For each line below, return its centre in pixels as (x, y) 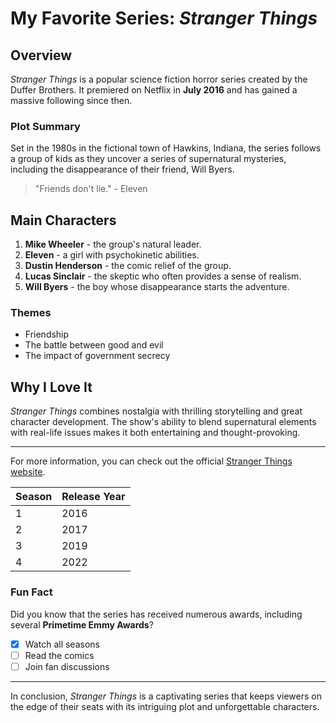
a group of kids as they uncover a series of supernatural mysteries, (148, 159)
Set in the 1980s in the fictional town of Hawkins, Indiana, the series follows (166, 148)
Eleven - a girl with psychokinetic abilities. (112, 255)
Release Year (93, 497)
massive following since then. (71, 100)
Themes (31, 313)
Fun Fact (31, 592)
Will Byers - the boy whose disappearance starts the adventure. (157, 287)
